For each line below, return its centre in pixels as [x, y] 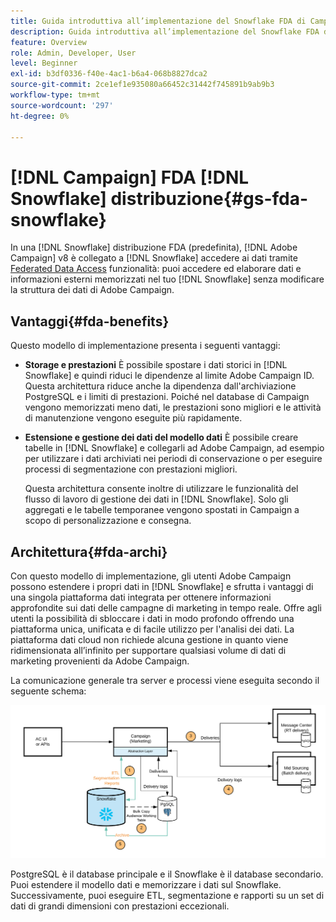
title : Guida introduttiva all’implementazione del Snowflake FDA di [158, 21]
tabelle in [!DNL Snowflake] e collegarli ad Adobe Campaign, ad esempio [174, 448]
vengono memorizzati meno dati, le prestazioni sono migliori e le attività [173, 407]
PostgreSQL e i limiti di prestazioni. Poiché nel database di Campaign [167, 397]
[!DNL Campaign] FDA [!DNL [130, 177]
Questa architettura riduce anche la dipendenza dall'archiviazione [160, 386]
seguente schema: [48, 691]
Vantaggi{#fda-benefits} [90, 321]
